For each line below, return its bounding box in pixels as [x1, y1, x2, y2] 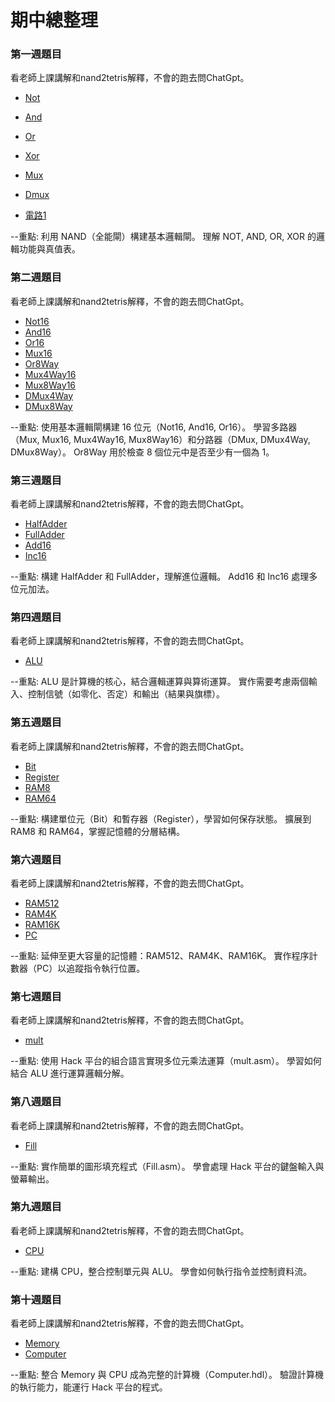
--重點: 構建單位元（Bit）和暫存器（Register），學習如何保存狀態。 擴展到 [10, 812, 312, 825]
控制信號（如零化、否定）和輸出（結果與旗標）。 [27, 688, 225, 700]
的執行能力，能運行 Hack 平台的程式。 [10, 1381, 168, 1393]
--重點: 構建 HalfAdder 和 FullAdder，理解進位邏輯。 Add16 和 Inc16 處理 [10, 571, 310, 583]
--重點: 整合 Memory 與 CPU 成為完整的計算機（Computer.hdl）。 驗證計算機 [10, 1369, 324, 1381]
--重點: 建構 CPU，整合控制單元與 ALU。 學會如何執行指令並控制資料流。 [10, 1265, 313, 1277]
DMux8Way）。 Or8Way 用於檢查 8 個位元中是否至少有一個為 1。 [10, 446, 275, 458]
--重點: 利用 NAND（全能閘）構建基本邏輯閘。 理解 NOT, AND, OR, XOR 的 [10, 231, 317, 243]
